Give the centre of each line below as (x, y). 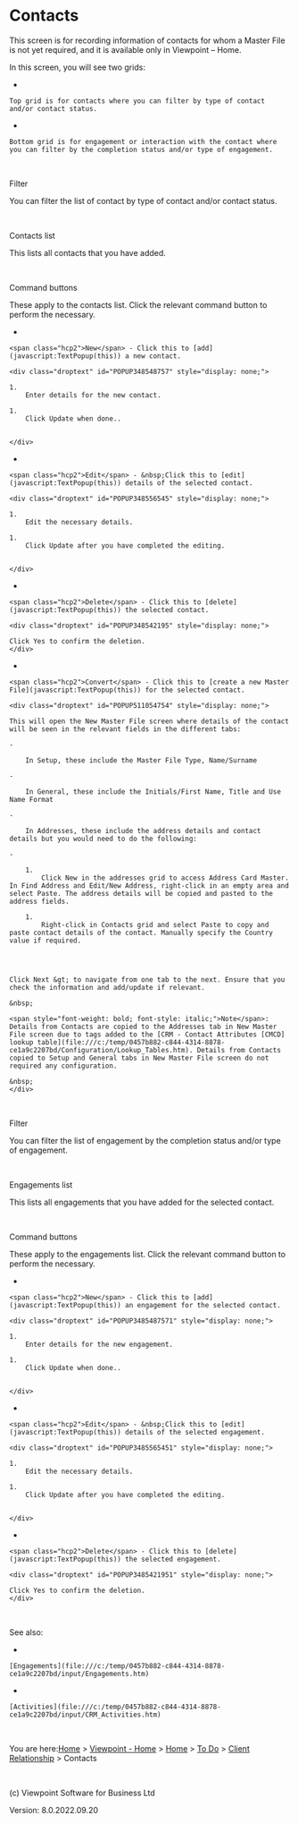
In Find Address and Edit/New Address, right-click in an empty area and (149, 886)
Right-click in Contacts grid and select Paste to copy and (155, 924)
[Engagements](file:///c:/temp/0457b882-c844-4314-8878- (117, 1665)
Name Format (31, 799)
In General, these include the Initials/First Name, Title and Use (153, 792)
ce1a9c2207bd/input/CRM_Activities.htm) (86, 1715)
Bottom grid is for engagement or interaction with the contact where (143, 141)
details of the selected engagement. (195, 1432)
